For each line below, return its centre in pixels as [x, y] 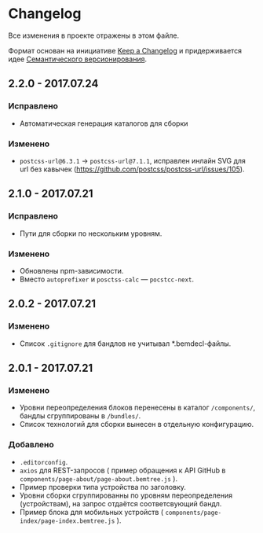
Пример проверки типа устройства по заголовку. [103, 487]
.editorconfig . [44, 461]
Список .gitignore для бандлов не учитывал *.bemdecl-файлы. [125, 344]
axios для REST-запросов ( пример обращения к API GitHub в [122, 470]
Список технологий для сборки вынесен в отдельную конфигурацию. [137, 425]
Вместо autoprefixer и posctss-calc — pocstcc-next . [107, 279]
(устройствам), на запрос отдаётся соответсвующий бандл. [121, 503]
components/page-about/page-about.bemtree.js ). [99, 478]
